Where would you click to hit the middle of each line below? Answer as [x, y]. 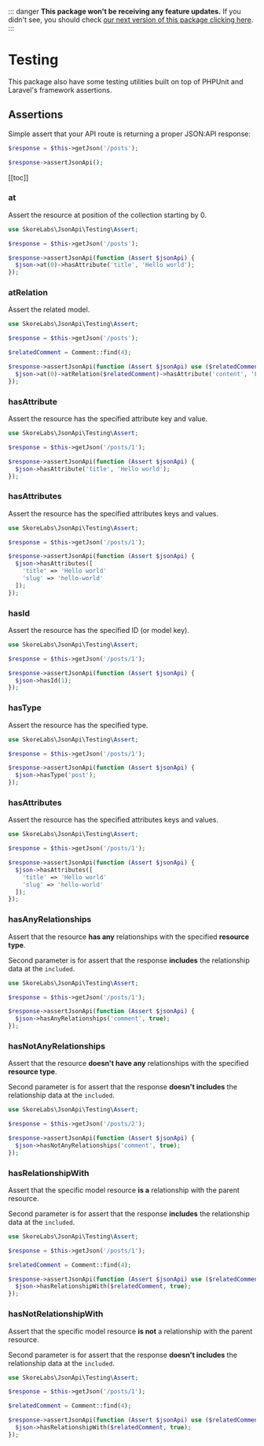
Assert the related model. [49, 309]
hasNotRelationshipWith [56, 1314]
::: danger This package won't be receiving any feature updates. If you [125, 11]
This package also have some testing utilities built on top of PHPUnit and [126, 81]
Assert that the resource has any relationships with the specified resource [129, 937]
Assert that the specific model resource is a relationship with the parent [124, 1190]
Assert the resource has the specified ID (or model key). [99, 630]
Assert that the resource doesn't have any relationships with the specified [128, 1063]
